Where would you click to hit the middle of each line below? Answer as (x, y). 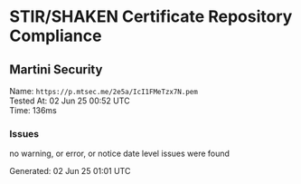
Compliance (56, 36)
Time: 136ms (33, 110)
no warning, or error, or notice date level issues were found (120, 154)
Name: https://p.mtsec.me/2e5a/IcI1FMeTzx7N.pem (104, 91)
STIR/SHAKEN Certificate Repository (151, 17)
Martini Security (56, 69)
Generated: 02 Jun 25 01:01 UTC (70, 171)
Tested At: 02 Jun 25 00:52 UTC (70, 101)
